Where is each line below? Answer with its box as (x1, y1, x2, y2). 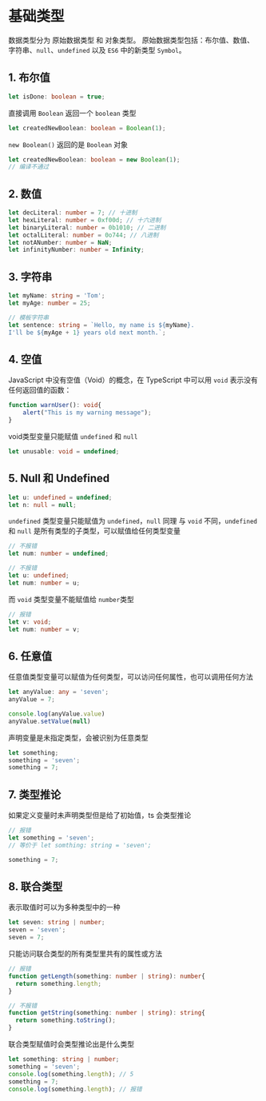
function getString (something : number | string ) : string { (8, 1009, 205, 1017)
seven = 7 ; (8, 933, 45, 942)
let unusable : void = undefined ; (8, 447, 120, 456)
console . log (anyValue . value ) (8, 709, 105, 718)
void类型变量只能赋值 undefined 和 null (8, 431, 138, 441)
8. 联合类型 (8, 880, 63, 894)
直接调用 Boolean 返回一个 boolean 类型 (8, 108, 137, 118)
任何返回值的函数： (8, 385, 72, 395)
